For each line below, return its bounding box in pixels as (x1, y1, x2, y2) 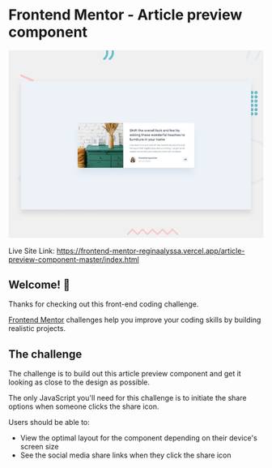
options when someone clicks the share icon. (8, 401, 159, 411)
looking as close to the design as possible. (8, 377, 151, 387)
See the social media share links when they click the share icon (19, 450, 232, 460)
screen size (19, 442, 59, 452)
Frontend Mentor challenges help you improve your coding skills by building (8, 315, 261, 325)
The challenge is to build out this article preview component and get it (8, 369, 241, 379)
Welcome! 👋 (8, 277, 70, 291)
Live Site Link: (8, 246, 55, 255)
